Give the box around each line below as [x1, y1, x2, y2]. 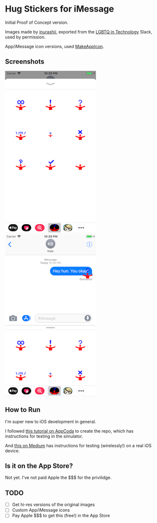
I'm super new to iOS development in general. [5, 418, 96, 424]
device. [5, 448, 20, 453]
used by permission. [5, 34, 46, 40]
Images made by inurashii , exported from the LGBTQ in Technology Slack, [5, 29, 153, 35]
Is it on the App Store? [5, 462, 73, 470]
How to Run [5, 406, 41, 414]
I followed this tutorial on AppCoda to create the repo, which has [5, 428, 134, 434]
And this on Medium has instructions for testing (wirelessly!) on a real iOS [5, 442, 152, 448]
